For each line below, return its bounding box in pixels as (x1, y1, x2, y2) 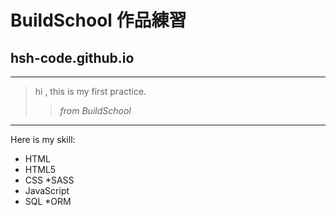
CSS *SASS (24, 174, 75, 186)
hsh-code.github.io (10, 49, 135, 66)
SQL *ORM (24, 196, 72, 207)
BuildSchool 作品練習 (10, 9, 187, 32)
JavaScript (24, 185, 70, 196)
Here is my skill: (10, 134, 76, 145)
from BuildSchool (59, 105, 132, 116)
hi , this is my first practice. (34, 86, 147, 97)
